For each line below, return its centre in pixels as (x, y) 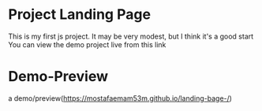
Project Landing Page (80, 15)
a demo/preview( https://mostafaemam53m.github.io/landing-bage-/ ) (120, 98)
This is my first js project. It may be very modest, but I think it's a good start (131, 36)
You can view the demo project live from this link (87, 44)
